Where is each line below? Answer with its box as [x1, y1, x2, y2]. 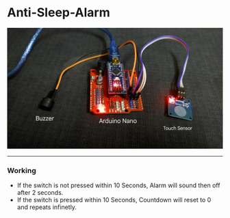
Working [7, 165, 36, 175]
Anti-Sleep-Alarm [7, 5, 111, 21]
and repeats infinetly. [16, 203, 77, 211]
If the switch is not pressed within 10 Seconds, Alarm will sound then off [16, 181, 220, 189]
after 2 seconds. [16, 189, 64, 197]
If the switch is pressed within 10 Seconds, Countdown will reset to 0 [16, 196, 212, 204]
